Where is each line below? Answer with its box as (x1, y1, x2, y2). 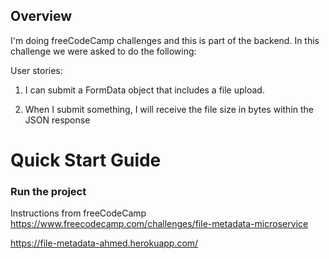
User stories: (10, 64, 63, 76)
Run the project (10, 184, 87, 198)
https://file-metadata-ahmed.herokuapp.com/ (10, 237, 199, 249)
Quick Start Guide (10, 149, 162, 171)
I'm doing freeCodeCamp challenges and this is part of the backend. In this (10, 34, 320, 46)
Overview (10, 8, 73, 25)
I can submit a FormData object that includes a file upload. (24, 84, 265, 96)
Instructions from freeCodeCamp (10, 207, 147, 219)
